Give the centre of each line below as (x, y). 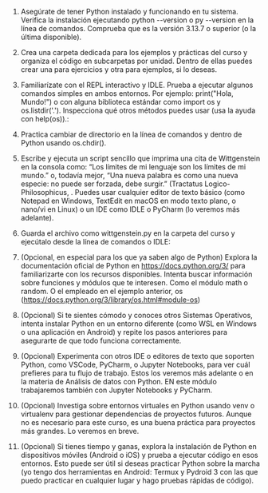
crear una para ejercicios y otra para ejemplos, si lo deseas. (119, 70)
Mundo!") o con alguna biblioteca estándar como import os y (121, 102)
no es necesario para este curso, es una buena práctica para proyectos (138, 422)
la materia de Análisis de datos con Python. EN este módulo (119, 382)
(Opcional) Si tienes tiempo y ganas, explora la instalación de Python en (139, 446)
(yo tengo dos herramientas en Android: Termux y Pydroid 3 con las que (139, 472)
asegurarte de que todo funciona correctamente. (101, 340)
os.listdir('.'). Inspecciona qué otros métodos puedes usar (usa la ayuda (138, 110)
